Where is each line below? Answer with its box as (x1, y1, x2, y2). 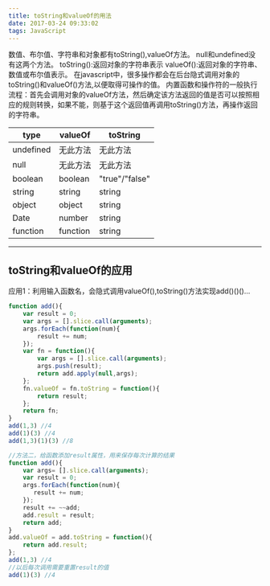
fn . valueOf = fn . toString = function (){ (22, 384, 160, 392)
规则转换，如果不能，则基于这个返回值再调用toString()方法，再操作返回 (22, 100, 259, 109)
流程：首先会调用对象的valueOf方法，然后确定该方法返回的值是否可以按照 (8, 90, 253, 100)
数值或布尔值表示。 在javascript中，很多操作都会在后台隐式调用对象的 (8, 70, 239, 80)
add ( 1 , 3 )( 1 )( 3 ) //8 (8, 436, 74, 445)
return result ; (37, 391, 88, 400)
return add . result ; (22, 541, 88, 549)
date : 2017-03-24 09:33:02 (8, 19, 99, 27)
